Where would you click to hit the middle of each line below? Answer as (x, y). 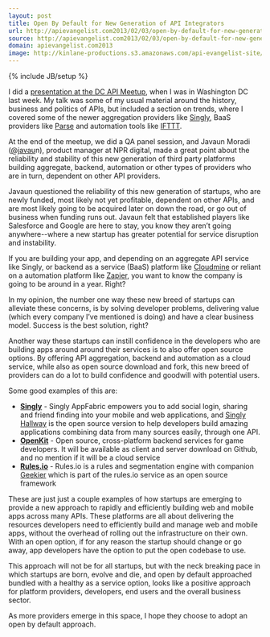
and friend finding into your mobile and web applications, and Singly (133, 415)
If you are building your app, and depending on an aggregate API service (129, 258)
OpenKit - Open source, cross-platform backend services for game (132, 441)
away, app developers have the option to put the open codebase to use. (127, 550)
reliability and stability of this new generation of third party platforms (122, 159)
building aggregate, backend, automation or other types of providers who (130, 167)
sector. (20, 600)
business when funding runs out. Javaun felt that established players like (129, 217)
